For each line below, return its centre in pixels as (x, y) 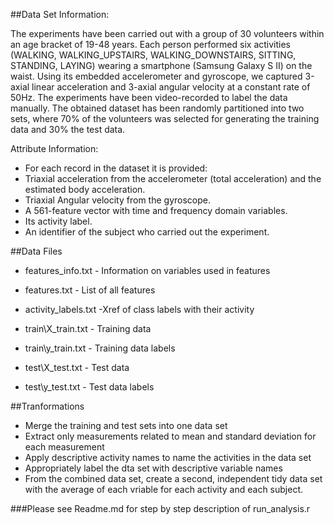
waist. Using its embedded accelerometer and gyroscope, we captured (156, 76)
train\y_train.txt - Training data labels (100, 348)
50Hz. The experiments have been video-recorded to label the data (149, 97)
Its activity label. (58, 221)
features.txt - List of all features (90, 290)
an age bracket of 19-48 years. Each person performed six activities (150, 44)
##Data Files (36, 251)
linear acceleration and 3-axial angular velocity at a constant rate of (171, 87)
